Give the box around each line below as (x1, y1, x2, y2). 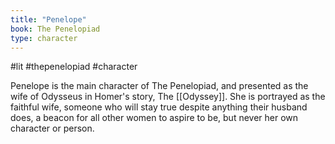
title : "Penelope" (10, 14, 87, 25)
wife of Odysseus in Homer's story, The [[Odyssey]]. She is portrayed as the (10, 91, 326, 103)
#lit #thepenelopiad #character (10, 61, 138, 73)
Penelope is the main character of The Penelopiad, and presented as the (10, 80, 309, 92)
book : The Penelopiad (10, 24, 101, 34)
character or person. (10, 122, 95, 135)
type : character (10, 33, 78, 43)
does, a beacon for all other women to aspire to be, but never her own (10, 112, 299, 124)
